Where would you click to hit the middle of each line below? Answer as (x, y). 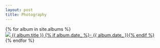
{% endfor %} (20, 40)
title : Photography (26, 15)
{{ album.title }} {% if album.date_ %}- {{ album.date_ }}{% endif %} (83, 35)
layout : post (19, 10)
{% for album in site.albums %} (38, 29)
